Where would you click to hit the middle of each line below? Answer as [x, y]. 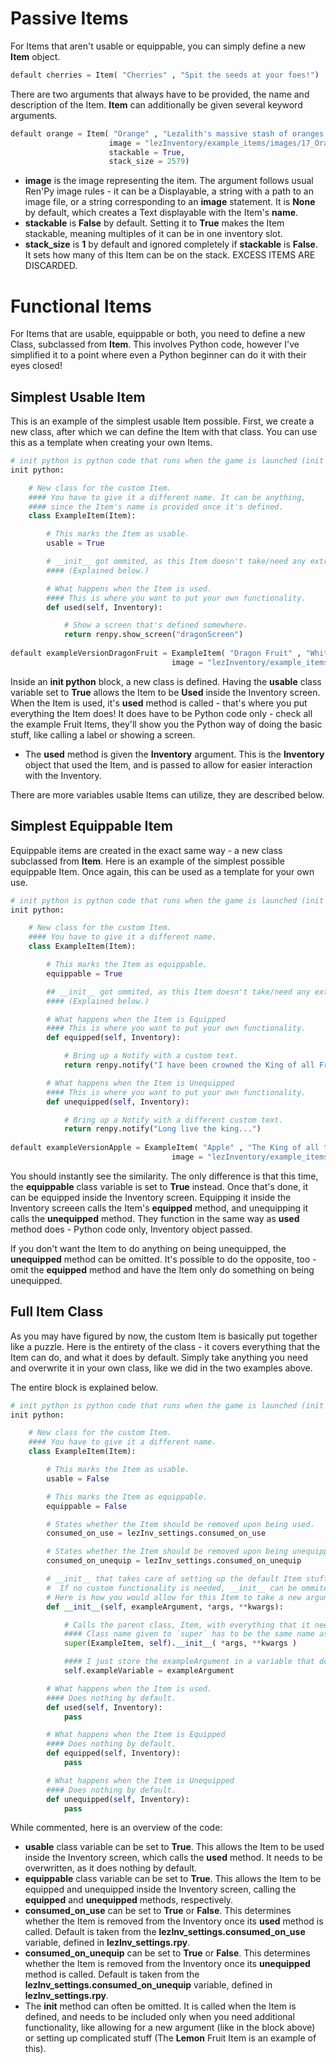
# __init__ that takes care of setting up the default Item [174, 1579]
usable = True [75, 543]
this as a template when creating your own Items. [111, 443]
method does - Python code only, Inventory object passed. [131, 1229]
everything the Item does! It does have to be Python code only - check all [161, 713]
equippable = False [87, 1506]
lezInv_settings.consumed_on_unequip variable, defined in [148, 1985]
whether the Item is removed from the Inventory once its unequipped [167, 1964]
